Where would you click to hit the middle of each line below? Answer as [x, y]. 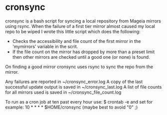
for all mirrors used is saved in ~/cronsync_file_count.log [63, 92]
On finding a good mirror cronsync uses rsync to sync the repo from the [79, 67]
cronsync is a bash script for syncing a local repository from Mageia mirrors [83, 21]
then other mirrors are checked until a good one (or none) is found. [81, 57]
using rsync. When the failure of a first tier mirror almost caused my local [80, 26]
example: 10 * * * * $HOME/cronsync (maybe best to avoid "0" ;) [72, 107]
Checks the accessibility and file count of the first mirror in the [77, 41]
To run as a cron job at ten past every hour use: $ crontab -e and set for [79, 102]
